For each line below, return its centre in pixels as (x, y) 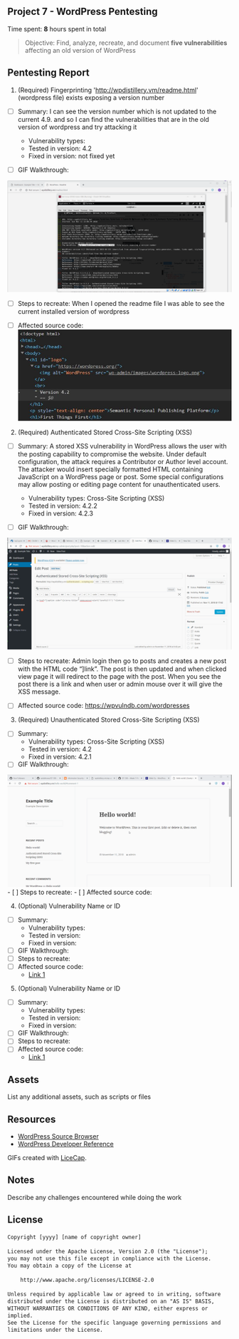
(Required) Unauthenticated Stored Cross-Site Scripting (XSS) (109, 720)
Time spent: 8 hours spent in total (57, 29)
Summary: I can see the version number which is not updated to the (117, 111)
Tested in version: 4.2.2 (63, 506)
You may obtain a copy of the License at (70, 1266)
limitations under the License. (55, 1330)
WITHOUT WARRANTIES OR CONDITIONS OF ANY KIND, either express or (108, 1308)
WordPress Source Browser (58, 1137)
